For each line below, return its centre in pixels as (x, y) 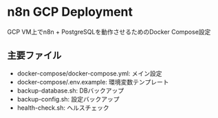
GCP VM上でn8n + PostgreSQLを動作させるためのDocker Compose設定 (109, 32)
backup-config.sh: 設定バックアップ (68, 99)
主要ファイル (34, 56)
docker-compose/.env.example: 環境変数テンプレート (93, 82)
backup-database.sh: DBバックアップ (70, 91)
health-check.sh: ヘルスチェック (63, 108)
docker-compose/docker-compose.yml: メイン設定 (90, 73)
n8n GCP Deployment (70, 12)
